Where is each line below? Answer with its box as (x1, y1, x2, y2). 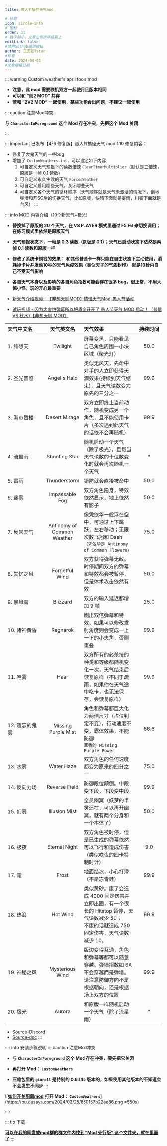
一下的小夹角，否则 (83, 634, 129, 641)
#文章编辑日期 (5, 63, 30, 68)
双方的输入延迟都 (83, 595, 124, 602)
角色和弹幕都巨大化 (83, 705, 129, 712)
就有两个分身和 (93, 812, 129, 819)
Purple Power (83, 748, 115, 754)
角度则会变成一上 (88, 627, 129, 634)
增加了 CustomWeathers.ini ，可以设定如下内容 (12, 158, 106, 164)
